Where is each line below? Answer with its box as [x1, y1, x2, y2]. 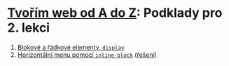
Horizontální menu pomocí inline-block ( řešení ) [17, 51, 158, 59]
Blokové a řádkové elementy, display [17, 43, 125, 51]
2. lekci [7, 20, 50, 36]
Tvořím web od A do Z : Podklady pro [7, 5, 223, 21]
